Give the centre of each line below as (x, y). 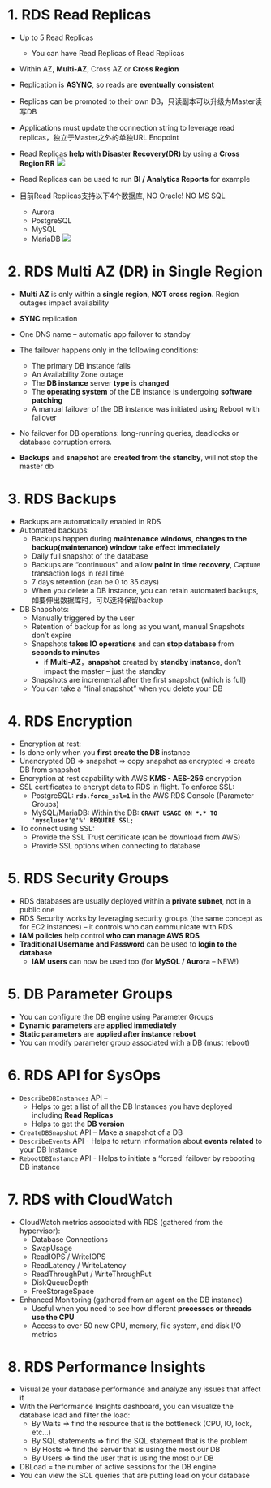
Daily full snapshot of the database (90, 556)
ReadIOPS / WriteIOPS (69, 1257)
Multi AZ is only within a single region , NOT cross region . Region (129, 294)
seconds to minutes (66, 652)
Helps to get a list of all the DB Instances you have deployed (132, 1106)
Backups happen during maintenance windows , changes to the (139, 538)
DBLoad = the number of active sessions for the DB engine (118, 1467)
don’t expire (52, 635)
